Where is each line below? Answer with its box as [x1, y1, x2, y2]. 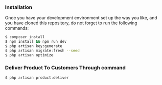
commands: [5, 25, 29, 31]
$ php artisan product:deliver [5, 75, 69, 80]
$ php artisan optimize [5, 52, 54, 57]
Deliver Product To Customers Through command [5, 64, 126, 71]
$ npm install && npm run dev [5, 39, 67, 44]
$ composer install [5, 34, 45, 40]
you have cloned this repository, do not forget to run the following [5, 20, 138, 26]
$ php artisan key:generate [5, 44, 63, 49]
